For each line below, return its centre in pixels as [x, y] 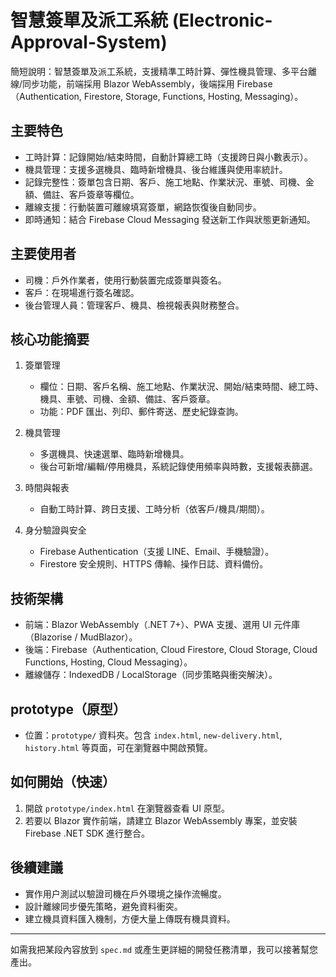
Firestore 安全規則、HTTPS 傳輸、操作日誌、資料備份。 [154, 564]
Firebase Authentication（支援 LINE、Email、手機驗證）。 [157, 552]
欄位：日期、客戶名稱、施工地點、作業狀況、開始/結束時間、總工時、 [181, 387]
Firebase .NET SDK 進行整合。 [87, 833]
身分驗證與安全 [55, 530]
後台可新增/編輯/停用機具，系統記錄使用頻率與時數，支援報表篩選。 [178, 467]
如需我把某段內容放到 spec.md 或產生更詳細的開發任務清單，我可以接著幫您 [164, 949]
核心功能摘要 [50, 339]
